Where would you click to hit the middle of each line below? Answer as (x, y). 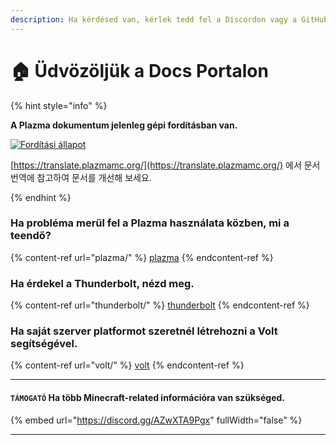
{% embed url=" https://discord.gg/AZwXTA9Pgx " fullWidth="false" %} (156, 420)
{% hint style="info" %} (59, 105)
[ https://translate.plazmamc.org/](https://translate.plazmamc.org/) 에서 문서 (165, 165)
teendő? (31, 236)
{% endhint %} (41, 197)
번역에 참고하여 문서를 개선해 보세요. (81, 177)
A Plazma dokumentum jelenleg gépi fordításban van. (124, 125)
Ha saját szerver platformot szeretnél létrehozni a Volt (144, 331)
